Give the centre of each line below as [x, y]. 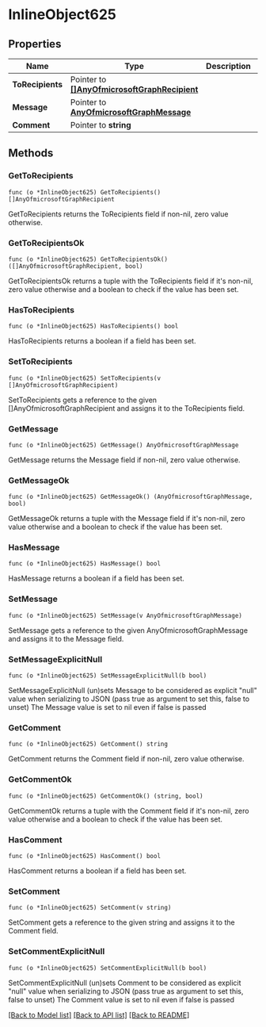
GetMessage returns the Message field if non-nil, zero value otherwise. [124, 460]
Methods [31, 153]
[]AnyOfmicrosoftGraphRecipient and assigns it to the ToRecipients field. [127, 408]
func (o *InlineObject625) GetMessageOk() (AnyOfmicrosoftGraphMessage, [131, 497]
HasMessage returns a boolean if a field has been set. [96, 579]
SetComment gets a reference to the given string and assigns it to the [122, 922]
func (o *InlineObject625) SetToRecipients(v [84, 378]
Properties [35, 44]
